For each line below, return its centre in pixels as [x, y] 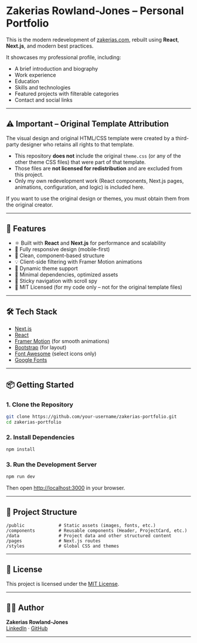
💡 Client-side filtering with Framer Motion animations [78, 261]
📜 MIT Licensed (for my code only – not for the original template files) [98, 287]
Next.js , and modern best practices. [50, 46]
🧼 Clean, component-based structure [60, 255]
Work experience [35, 75]
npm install [21, 449]
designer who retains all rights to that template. [77, 144]
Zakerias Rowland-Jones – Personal [95, 11]
